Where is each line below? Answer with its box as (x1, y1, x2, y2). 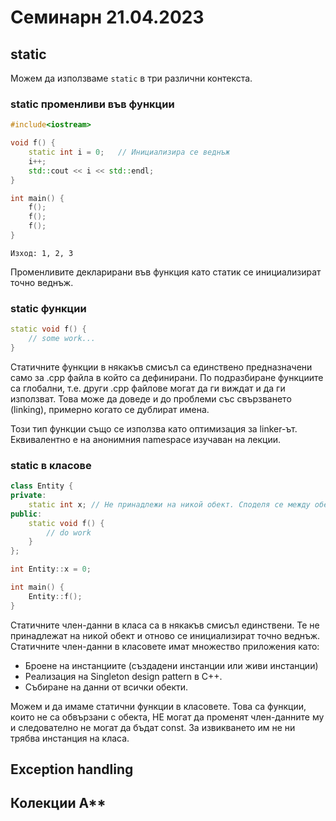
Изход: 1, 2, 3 (10, 248, 74, 258)
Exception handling (10, 761, 134, 778)
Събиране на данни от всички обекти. (24, 681, 189, 693)
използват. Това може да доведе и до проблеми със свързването (10, 392, 292, 405)
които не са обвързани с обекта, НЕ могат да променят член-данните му (10, 711, 325, 723)
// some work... (28, 334, 97, 344)
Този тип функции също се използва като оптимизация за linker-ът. (10, 422, 298, 435)
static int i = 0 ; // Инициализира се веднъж (28, 147, 230, 158)
